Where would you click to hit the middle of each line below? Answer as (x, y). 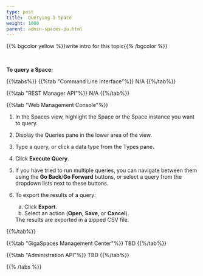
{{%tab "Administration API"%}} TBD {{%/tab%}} (68, 255)
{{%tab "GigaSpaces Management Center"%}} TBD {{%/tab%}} (87, 243)
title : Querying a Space (39, 18)
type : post (20, 12)
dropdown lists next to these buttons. (62, 184)
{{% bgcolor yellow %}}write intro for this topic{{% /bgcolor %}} (87, 46)
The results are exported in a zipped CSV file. (72, 220)
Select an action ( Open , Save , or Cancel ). (77, 213)
